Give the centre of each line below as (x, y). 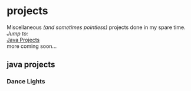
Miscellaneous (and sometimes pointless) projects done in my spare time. (96, 27)
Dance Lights (26, 82)
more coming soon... (32, 46)
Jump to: (17, 33)
